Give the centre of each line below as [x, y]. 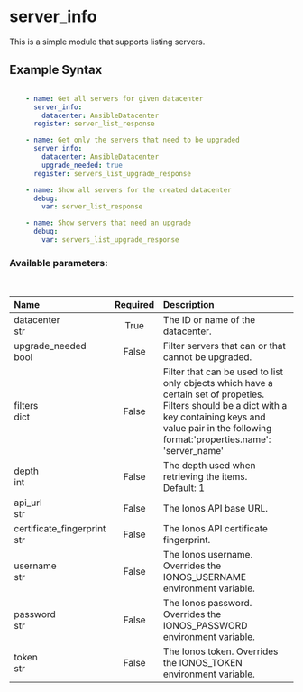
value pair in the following [217, 429]
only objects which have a [218, 383]
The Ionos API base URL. [216, 509]
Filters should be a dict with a [225, 406]
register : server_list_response [94, 124]
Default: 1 [184, 488]
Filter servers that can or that [224, 346]
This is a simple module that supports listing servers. [107, 42]
